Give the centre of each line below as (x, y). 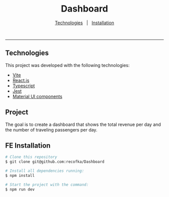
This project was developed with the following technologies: (67, 65)
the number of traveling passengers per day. (51, 129)
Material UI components (37, 96)
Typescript (24, 86)
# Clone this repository (31, 157)
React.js (21, 80)
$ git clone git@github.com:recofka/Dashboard (55, 162)
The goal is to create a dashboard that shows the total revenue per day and (83, 124)
